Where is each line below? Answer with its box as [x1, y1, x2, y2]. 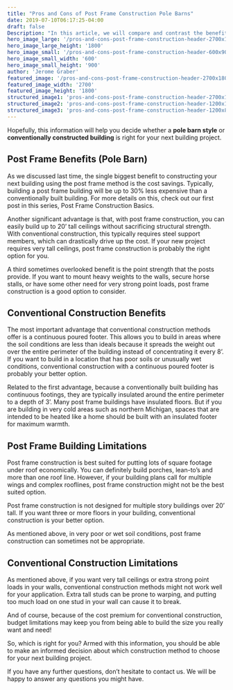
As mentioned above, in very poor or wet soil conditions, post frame [7, 530, 201, 538]
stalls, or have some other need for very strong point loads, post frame [7, 279, 209, 288]
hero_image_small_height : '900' [7, 62, 101, 69]
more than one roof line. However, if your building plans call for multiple [7, 473, 212, 482]
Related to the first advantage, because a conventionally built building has [7, 383, 218, 392]
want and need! [7, 626, 52, 634]
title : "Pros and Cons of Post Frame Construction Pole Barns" [7, 10, 194, 17]
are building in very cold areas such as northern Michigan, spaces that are [7, 405, 220, 413]
